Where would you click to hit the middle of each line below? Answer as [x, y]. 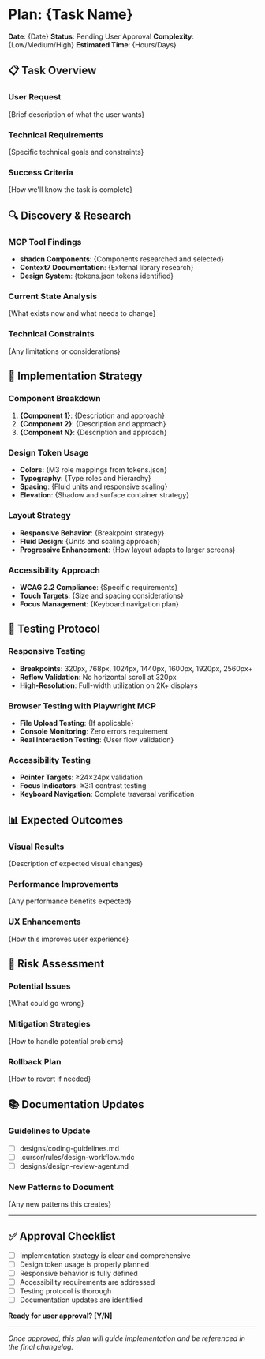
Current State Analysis [52, 296]
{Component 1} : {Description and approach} [92, 415]
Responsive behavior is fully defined [78, 1274]
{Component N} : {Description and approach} [93, 433]
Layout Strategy [39, 516]
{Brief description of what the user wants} [77, 114]
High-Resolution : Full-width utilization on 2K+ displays [109, 685]
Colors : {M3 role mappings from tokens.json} [93, 470]
